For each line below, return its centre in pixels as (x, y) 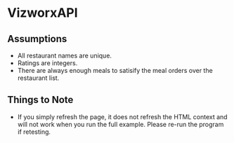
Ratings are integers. (47, 63)
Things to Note (40, 100)
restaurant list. (38, 78)
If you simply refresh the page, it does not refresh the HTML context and (122, 116)
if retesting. (34, 132)
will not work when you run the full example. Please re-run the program (121, 124)
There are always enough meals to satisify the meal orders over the (115, 70)
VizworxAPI (43, 13)
